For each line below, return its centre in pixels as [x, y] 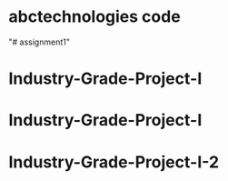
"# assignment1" [39, 42]
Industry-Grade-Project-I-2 [114, 162]
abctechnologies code [94, 17]
